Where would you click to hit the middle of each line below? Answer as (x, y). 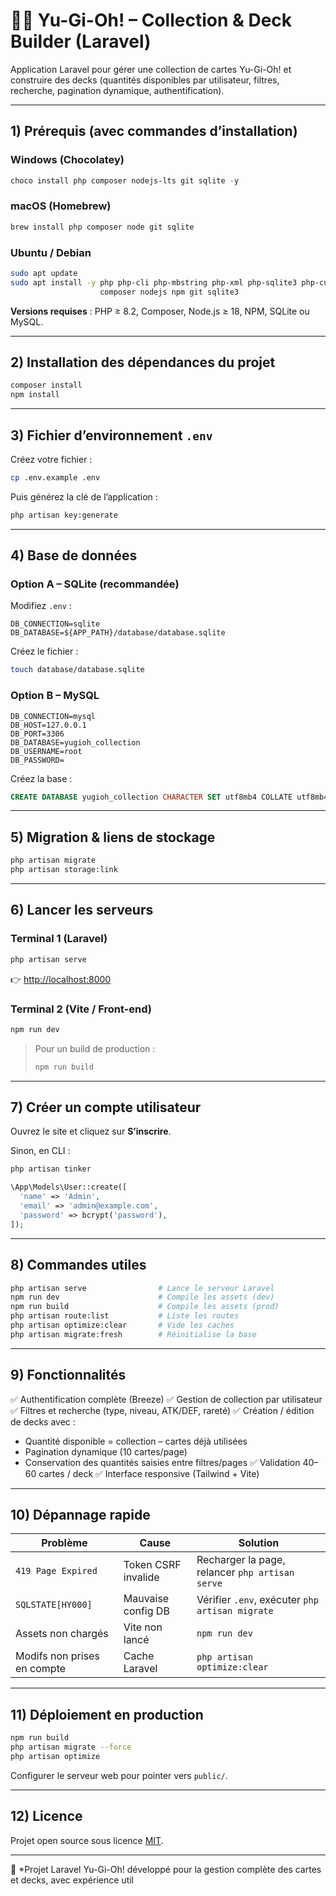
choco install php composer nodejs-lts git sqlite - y (125, 180)
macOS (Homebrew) (61, 206)
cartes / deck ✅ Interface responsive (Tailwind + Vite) (149, 1473)
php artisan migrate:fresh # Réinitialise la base (133, 1334)
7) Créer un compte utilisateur (106, 1107)
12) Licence (46, 1816)
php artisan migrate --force (71, 1747)
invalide (141, 1577)
